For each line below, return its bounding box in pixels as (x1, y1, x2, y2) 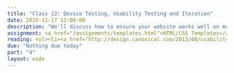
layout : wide (7, 56, 45, 63)
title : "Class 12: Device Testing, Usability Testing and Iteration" (7, 10, 214, 17)
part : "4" (7, 49, 36, 56)
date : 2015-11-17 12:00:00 (7, 17, 86, 24)
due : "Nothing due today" (7, 42, 82, 49)
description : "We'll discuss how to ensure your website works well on (7, 23, 219, 30)
